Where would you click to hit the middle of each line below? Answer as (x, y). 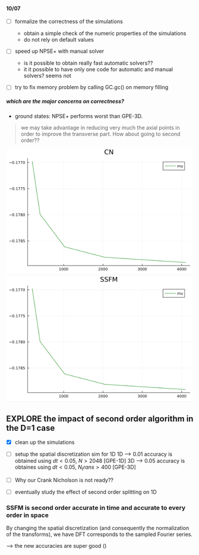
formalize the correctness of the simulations (69, 21)
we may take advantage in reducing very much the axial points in (100, 128)
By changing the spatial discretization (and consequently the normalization (98, 528)
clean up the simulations (45, 442)
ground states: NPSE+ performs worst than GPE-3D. (79, 116)
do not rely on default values (59, 40)
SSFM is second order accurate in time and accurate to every (96, 507)
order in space (27, 515)
